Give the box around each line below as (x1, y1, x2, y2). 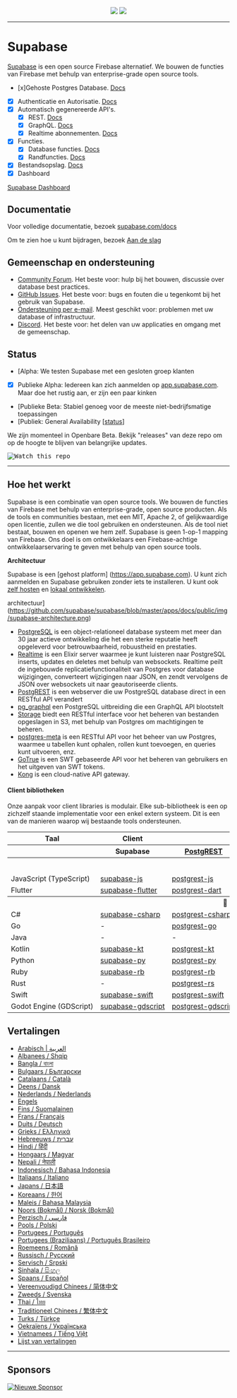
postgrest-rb (171, 967, 215, 977)
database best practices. (17, 283, 90, 291)
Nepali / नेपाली (17, 1157, 56, 1166)
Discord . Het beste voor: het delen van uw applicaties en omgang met (17, 320, 221, 328)
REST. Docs (28, 113, 63, 122)
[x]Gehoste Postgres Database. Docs (17, 83, 126, 92)
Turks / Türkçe (17, 1314, 61, 1322)
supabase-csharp (99, 910, 161, 920)
